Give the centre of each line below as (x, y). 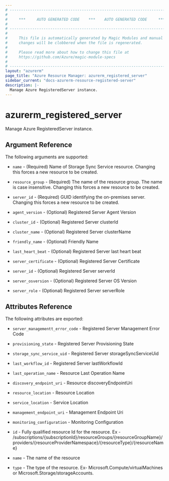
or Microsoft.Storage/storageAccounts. (53, 473)
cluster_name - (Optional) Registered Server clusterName (72, 232)
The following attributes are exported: (44, 319)
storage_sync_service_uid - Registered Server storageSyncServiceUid (86, 354)
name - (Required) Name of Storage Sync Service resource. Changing (84, 167)
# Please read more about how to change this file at (67, 52)
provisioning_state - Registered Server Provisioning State (73, 344)
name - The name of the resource (46, 458)
